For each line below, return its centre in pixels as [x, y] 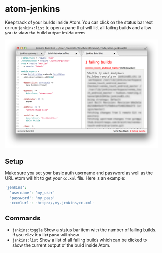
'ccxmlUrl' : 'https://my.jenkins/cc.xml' [52, 203]
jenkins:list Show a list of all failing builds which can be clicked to [80, 240]
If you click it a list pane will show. [46, 235]
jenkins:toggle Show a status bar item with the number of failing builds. [84, 230]
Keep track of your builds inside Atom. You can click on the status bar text [79, 22]
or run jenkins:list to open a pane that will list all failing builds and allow [78, 27]
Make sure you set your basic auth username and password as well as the [79, 173]
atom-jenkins [32, 9]
